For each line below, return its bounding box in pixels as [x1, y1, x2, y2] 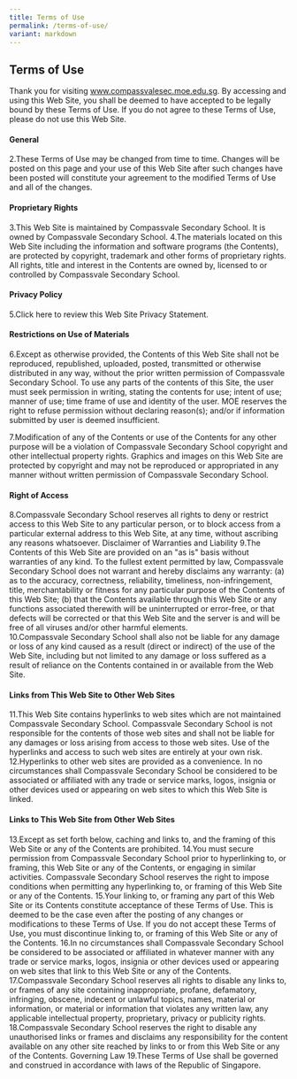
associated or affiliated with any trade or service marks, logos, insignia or [9, 775, 277, 786]
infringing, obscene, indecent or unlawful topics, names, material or [9, 993, 256, 1005]
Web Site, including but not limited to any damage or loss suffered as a [9, 651, 267, 661]
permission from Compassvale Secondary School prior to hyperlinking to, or [9, 852, 287, 863]
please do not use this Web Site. [9, 114, 126, 125]
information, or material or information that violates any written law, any [9, 1003, 269, 1013]
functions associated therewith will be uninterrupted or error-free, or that [9, 604, 275, 614]
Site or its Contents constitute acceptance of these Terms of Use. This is [9, 899, 274, 910]
